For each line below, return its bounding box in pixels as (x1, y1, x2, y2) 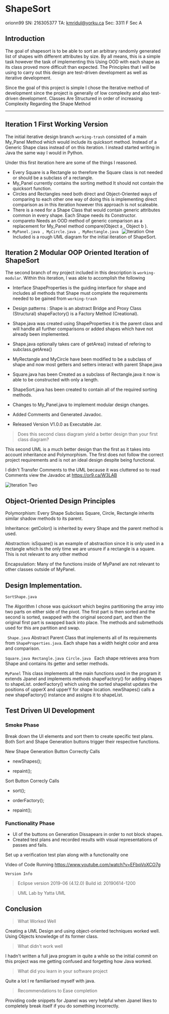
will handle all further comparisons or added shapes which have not (12, 326, 153, 332)
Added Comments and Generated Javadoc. (12, 412, 103, 418)
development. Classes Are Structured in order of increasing (19, 95, 143, 101)
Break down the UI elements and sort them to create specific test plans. (5, 733, 154, 739)
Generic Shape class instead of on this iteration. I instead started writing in (5, 144, 160, 150)
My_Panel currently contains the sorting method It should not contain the (12, 180, 163, 186)
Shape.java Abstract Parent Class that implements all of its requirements (7, 635, 157, 640)
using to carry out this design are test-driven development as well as (5, 69, 147, 75)
